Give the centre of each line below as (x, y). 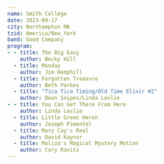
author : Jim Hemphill (51, 72)
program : (20, 46)
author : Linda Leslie (51, 111)
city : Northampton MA (39, 27)
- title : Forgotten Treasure (56, 79)
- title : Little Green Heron (56, 117)
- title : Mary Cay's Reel (51, 131)
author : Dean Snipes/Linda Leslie (70, 98)
